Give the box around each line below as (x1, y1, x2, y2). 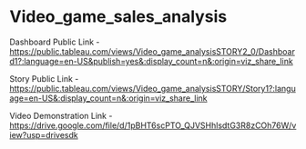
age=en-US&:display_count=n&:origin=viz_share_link (9, 93, 208, 104)
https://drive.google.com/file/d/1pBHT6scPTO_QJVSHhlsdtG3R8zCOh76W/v (9, 120, 297, 131)
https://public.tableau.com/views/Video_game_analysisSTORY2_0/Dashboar (9, 45, 296, 56)
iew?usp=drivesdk (9, 129, 79, 140)
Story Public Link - (9, 73, 79, 84)
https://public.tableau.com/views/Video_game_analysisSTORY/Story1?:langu (9, 83, 296, 94)
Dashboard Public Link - (9, 36, 100, 47)
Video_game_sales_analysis (9, 6, 228, 27)
